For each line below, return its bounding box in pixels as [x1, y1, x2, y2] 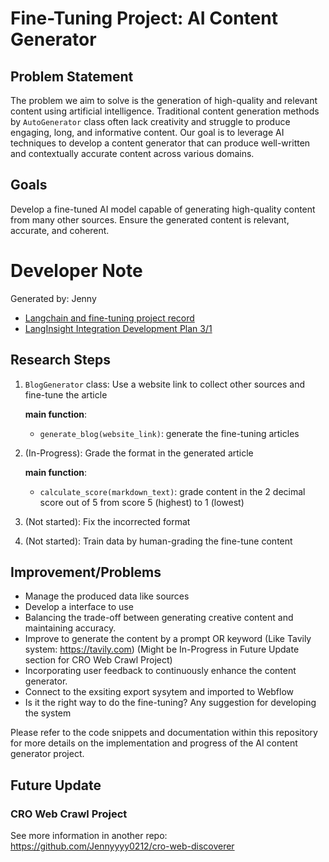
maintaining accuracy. [24, 622, 117, 634]
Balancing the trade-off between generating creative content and [24, 612, 294, 624]
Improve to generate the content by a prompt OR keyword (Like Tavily [24, 633, 312, 645]
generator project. [10, 748, 85, 760]
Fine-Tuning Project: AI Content [10, 7, 278, 30]
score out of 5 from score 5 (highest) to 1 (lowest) [39, 496, 245, 508]
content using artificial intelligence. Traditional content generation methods [10, 105, 320, 117]
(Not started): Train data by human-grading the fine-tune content [24, 535, 293, 547]
